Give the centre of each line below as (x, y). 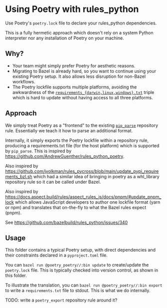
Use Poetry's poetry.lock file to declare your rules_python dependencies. (81, 23)
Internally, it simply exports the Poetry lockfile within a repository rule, (77, 140)
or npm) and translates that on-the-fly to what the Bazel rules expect (76, 207)
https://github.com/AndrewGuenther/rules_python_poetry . (65, 156)
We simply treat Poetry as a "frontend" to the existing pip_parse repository (82, 125)
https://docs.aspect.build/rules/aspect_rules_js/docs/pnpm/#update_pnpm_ (83, 197)
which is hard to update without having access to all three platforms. (83, 97)
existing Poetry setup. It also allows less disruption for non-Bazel (79, 76)
